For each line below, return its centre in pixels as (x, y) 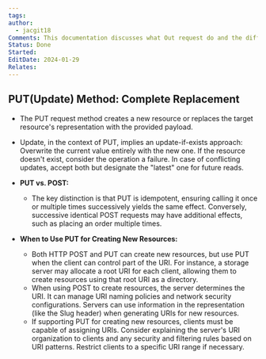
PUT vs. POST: (44, 182)
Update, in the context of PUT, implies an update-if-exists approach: (131, 142)
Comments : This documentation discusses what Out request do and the (125, 38)
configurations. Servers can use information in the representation (138, 304)
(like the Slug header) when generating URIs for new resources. (135, 313)
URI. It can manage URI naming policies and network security (131, 296)
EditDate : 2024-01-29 (44, 60)
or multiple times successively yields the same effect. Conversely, (139, 206)
